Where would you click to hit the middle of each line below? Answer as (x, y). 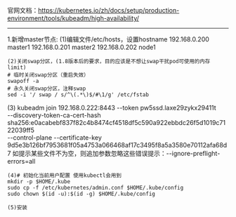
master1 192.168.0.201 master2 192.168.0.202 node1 (81, 47)
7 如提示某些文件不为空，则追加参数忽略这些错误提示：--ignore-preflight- (114, 153)
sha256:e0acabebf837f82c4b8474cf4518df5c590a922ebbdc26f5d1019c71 (117, 123)
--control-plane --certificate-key (54, 138)
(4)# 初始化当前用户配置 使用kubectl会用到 (64, 176)
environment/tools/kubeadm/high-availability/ (73, 18)
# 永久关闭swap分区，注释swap (47, 88)
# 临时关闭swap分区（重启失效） (48, 75)
